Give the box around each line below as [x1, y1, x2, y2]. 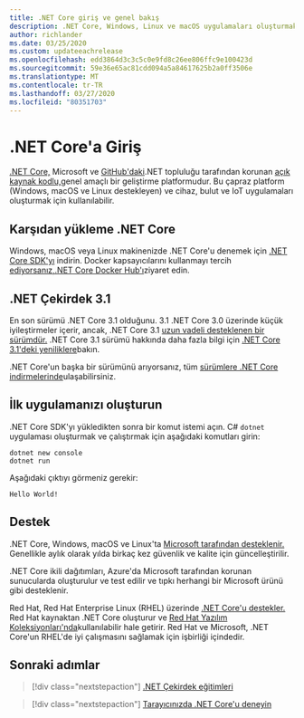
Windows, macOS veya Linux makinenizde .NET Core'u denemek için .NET [9, 245, 288, 256]
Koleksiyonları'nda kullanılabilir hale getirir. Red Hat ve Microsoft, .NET [9, 621, 269, 632]
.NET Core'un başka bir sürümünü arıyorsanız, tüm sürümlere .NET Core [9, 361, 279, 372]
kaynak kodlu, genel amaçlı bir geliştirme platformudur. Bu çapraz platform [9, 176, 285, 187]
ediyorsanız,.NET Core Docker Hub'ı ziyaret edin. [9, 264, 190, 276]
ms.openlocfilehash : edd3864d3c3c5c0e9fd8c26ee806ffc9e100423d [9, 55, 253, 64]
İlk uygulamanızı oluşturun [9, 397, 163, 413]
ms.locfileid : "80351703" [9, 97, 107, 107]
